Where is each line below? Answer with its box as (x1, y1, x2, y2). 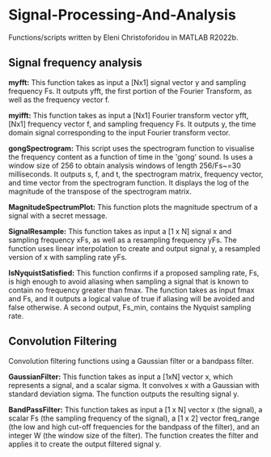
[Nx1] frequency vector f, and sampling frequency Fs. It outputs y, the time (8, 119, 256, 129)
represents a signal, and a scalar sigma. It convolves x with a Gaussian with (8, 380, 260, 390)
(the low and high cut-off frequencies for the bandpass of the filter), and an (8, 421, 260, 431)
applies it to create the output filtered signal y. (8, 439, 162, 449)
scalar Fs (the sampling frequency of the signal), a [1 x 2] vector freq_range (8, 413, 260, 423)
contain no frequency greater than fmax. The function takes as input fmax (8, 285, 255, 295)
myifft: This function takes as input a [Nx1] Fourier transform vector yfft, (8, 110, 249, 120)
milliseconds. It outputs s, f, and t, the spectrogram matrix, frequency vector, (8, 169, 264, 179)
